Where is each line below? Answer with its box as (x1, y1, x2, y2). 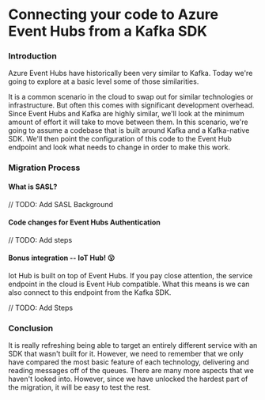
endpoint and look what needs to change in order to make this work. (8, 142, 231, 152)
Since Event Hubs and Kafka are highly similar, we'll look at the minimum (8, 109, 245, 119)
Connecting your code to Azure (8, 6, 219, 24)
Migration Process (8, 162, 81, 173)
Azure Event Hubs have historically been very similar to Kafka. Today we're (8, 69, 253, 78)
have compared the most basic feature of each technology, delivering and (8, 357, 249, 367)
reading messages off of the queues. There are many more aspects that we (8, 366, 255, 375)
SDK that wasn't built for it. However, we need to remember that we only (8, 349, 244, 359)
